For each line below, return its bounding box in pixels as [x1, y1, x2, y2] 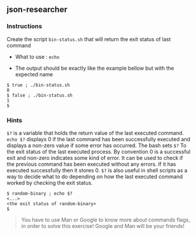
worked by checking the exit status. [6, 179, 93, 186]
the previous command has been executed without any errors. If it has [6, 161, 177, 168]
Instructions [6, 22, 43, 30]
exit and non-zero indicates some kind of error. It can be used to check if [6, 154, 184, 161]
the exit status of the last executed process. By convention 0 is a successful [6, 148, 191, 155]
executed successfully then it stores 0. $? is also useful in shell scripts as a [6, 166, 188, 173]
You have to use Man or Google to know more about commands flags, [21, 216, 190, 223]
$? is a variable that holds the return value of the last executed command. [6, 129, 184, 137]
